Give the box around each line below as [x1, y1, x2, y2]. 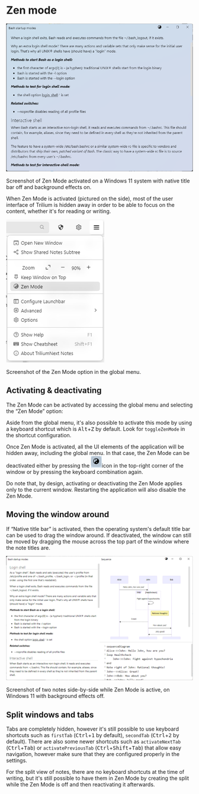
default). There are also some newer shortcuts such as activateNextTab [6, 738, 181, 745]
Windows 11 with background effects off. [6, 693, 105, 700]
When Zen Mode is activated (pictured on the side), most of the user [6, 195, 174, 202]
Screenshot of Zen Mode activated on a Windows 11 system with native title [6, 177, 190, 184]
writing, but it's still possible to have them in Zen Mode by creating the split [6, 774, 190, 782]
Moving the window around [6, 510, 110, 520]
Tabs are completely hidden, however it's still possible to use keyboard [6, 725, 179, 732]
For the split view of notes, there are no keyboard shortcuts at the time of [6, 769, 185, 776]
